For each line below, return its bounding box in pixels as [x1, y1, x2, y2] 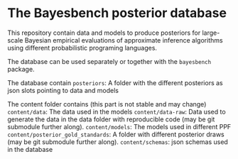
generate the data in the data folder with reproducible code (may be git [7, 115, 215, 124]
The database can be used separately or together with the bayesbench [7, 57, 212, 65]
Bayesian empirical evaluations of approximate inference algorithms [24, 35, 223, 44]
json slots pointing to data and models [7, 86, 119, 94]
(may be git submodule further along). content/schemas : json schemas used [7, 137, 229, 146]
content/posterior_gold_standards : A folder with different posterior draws [7, 130, 225, 138]
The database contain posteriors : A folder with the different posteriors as [7, 78, 223, 87]
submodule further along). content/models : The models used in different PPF [7, 122, 232, 131]
